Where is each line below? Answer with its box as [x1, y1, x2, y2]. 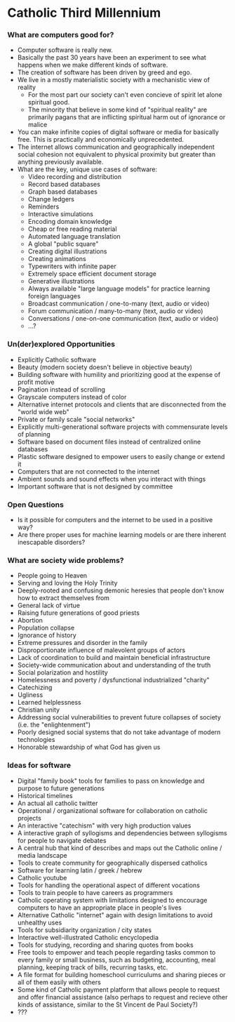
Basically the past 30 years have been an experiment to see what [17, 53, 207, 62]
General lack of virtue [17, 602, 81, 610]
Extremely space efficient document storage [27, 270, 156, 278]
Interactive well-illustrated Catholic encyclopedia [17, 933, 159, 941]
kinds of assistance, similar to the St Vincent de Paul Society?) [17, 1000, 199, 1009]
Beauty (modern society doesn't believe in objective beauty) [17, 363, 193, 371]
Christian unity [17, 705, 60, 714]
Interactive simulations [27, 210, 93, 218]
